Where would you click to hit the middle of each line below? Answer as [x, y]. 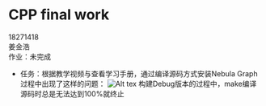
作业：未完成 [30, 56]
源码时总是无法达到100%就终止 [72, 93]
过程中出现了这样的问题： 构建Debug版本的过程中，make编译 [138, 84]
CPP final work [59, 15]
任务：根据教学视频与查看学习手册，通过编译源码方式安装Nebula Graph [139, 73]
